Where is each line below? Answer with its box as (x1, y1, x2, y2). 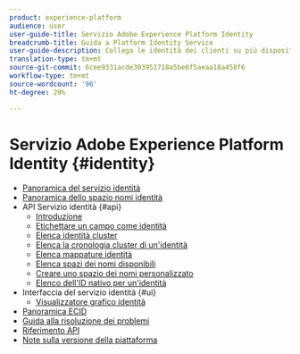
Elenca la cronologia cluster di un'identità (35, 240, 188, 250)
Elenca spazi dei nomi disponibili (35, 258, 156, 269)
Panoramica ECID (21, 306, 87, 317)
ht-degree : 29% (9, 88, 66, 97)
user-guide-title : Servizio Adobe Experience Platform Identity (9, 29, 254, 38)
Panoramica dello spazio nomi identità (21, 192, 163, 203)
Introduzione (35, 211, 83, 222)
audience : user (9, 21, 66, 30)
